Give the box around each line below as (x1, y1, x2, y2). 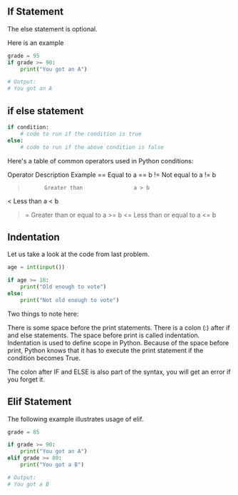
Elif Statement (7, 396, 72, 408)
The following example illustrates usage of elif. (7, 414, 144, 423)
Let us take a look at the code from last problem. (7, 250, 150, 259)
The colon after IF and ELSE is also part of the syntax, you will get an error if (7, 367, 231, 376)
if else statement (7, 105, 84, 117)
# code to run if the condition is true (20, 130, 142, 138)
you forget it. (7, 374, 45, 384)
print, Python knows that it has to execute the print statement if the (7, 346, 204, 354)
